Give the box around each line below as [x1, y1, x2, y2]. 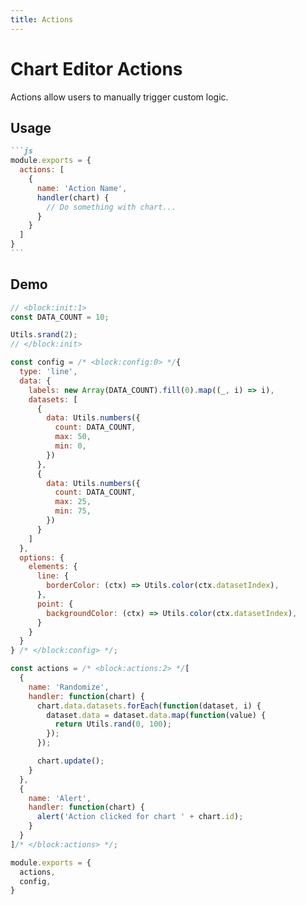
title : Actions [10, 14, 74, 25]
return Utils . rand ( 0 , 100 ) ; [54, 719, 172, 730]
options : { [19, 552, 65, 563]
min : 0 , [54, 441, 87, 451]
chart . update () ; [36, 756, 105, 766]
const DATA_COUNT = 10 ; [10, 312, 110, 322]
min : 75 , [54, 506, 92, 516]
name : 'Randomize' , [28, 682, 110, 692]
